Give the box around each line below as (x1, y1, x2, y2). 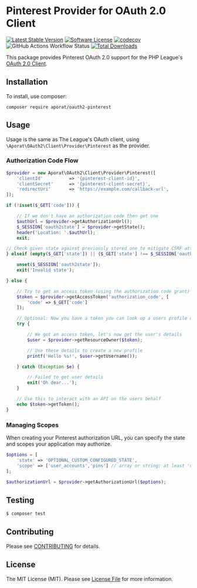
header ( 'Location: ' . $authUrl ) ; (16, 230, 96, 235)
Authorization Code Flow (6, 157, 79, 165)
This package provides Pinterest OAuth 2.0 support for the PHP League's (6, 54, 183, 61)
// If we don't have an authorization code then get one (16, 213, 159, 219)
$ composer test (6, 511, 46, 517)
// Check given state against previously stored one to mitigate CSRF (6, 245, 182, 251)
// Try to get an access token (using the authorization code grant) (16, 288, 191, 294)
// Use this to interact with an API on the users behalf (16, 396, 161, 402)
